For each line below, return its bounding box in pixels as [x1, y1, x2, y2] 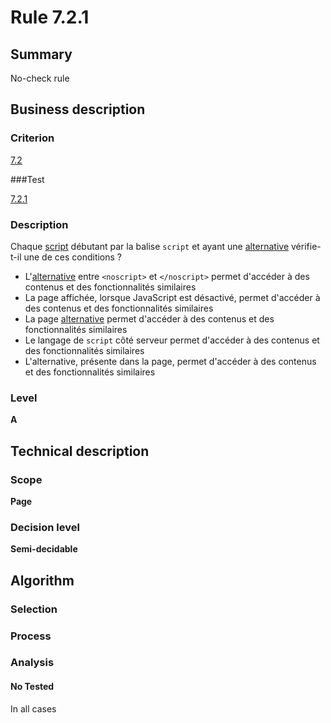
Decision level [10, 520, 80, 534]
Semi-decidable [10, 543, 78, 555]
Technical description [10, 442, 150, 460]
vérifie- [291, 240, 322, 252]
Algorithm [10, 572, 75, 589]
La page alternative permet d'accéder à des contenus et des [24, 312, 275, 325]
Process [10, 629, 52, 643]
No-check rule [10, 72, 70, 84]
